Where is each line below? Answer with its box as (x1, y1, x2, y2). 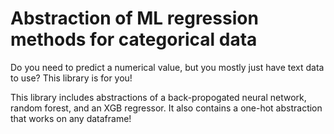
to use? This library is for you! (10, 72, 133, 84)
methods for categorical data (10, 28, 258, 51)
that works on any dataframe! (10, 112, 132, 124)
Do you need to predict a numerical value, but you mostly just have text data (10, 61, 325, 73)
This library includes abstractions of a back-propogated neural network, (10, 91, 307, 103)
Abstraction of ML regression (10, 7, 259, 30)
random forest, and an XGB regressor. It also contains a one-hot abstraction (10, 102, 323, 114)
